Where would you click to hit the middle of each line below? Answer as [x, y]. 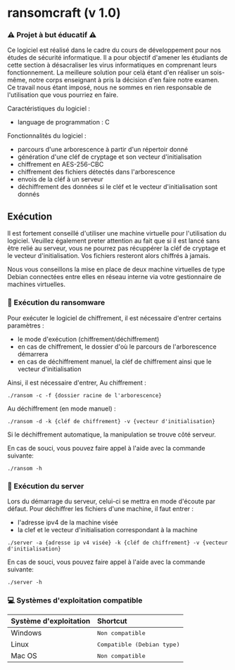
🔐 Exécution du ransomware [56, 302]
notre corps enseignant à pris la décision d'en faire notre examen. [124, 80]
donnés [28, 194]
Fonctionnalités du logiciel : [47, 136]
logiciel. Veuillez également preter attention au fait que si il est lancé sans [114, 241]
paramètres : [26, 326]
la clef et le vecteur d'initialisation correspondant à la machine [108, 529]
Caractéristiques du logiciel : [49, 109]
